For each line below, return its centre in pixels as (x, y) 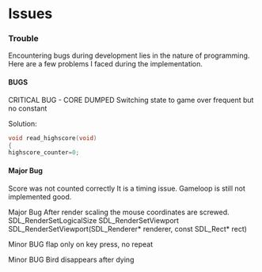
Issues (30, 14)
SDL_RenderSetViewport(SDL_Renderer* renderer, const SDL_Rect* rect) (128, 229)
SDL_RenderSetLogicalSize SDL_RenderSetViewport (94, 220)
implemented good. (40, 196)
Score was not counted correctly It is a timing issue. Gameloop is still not (127, 188)
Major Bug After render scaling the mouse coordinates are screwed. (119, 212)
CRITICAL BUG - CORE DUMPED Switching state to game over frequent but (131, 100)
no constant (28, 108)
